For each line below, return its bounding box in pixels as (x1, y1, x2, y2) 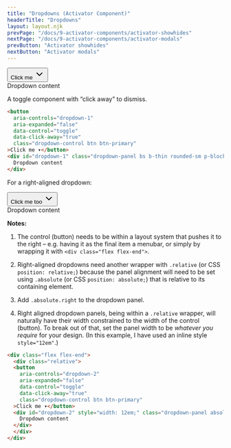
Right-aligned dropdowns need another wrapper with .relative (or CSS (16, 260, 221, 268)
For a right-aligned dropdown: (7, 178, 92, 186)
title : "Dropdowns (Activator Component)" (7, 10, 131, 17)
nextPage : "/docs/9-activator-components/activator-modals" (7, 36, 184, 43)
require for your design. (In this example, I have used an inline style (16, 331, 208, 339)
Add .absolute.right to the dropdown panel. (16, 295, 144, 303)
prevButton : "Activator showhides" (7, 42, 109, 49)
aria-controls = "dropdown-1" (13, 114, 94, 121)
